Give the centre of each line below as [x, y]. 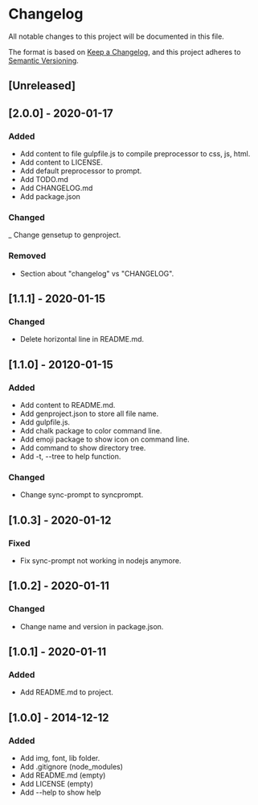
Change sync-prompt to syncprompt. [82, 495]
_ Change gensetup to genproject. [65, 235]
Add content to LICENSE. [61, 163]
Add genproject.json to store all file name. [89, 413]
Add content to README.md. [68, 405]
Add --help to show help [61, 793]
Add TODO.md [44, 180]
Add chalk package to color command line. [91, 430]
